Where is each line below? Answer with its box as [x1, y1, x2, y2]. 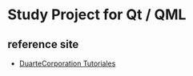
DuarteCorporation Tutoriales [18, 58, 116, 68]
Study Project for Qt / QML [7, 6, 187, 24]
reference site [7, 38, 79, 51]
